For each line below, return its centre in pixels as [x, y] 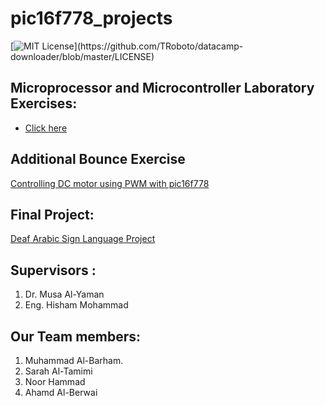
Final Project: [52, 214]
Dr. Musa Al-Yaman [64, 294]
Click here [46, 128]
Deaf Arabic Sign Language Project [83, 239]
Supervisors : [53, 270]
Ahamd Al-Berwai [61, 392]
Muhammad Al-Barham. [74, 360]
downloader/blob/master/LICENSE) [82, 56]
